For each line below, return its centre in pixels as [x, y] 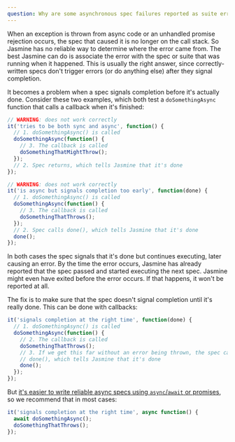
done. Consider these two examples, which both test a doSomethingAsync [112, 99]
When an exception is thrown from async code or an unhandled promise [111, 34]
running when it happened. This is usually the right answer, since [101, 63]
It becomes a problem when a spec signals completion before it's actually [113, 92]
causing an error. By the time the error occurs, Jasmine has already [104, 264]
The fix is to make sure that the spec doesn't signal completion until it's [110, 300]
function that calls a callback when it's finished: [76, 106]
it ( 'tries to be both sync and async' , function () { [86, 126]
